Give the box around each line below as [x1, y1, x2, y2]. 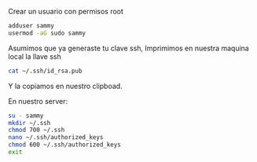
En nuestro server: [8, 96, 68, 105]
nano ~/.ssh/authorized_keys [8, 134, 104, 142]
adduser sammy [8, 22, 55, 30]
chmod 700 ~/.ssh [8, 126, 65, 134]
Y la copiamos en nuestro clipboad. [8, 81, 123, 90]
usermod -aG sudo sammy [8, 29, 86, 37]
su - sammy [8, 112, 44, 120]
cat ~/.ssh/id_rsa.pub [8, 67, 83, 75]
